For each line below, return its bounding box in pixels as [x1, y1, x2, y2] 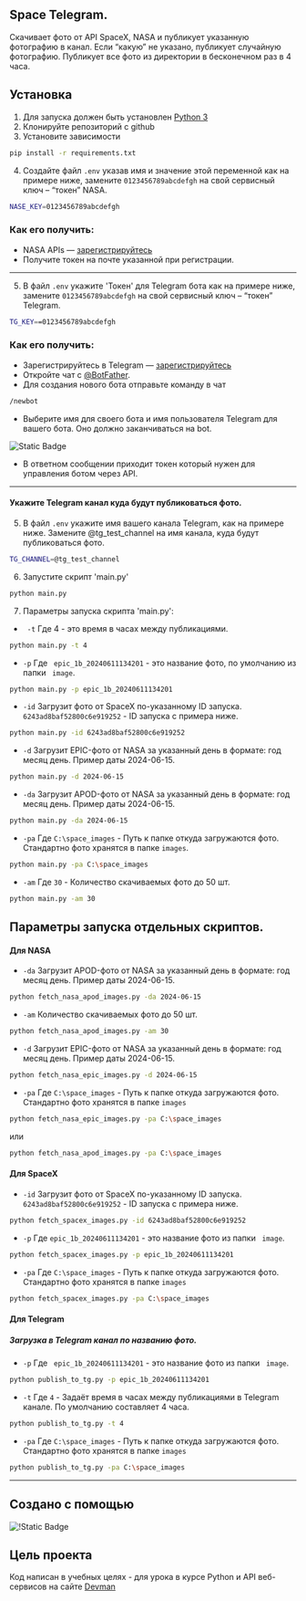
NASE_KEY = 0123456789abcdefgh [9, 202, 120, 211]
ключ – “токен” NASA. [22, 184, 107, 195]
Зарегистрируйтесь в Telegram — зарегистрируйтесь [22, 360, 232, 371]
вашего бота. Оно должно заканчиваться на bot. [22, 423, 212, 434]
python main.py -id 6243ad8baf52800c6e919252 [9, 728, 185, 738]
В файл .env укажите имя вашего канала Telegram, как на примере [22, 518, 284, 528]
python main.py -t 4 [9, 641, 88, 650]
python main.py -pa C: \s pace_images [9, 860, 148, 870]
